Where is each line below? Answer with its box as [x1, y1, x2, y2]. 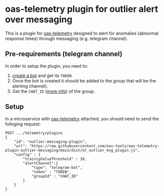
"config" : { [14, 152, 41, 157]
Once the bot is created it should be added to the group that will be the [12, 78, 156, 83]
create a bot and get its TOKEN [12, 73, 72, 78]
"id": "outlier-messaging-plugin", [14, 139, 87, 144]
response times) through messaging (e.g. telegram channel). [5, 36, 128, 41]
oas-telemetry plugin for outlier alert [5, 3, 159, 15]
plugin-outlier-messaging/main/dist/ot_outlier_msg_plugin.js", [5, 148, 140, 153]
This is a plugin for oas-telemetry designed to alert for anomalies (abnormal [5, 30, 159, 36]
